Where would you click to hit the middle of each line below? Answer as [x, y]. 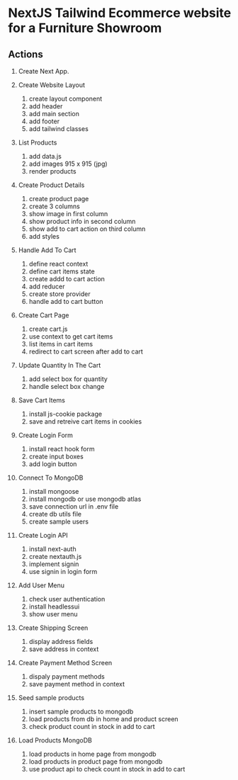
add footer [44, 121]
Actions [25, 54]
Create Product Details [51, 185]
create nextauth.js [55, 556]
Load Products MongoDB [55, 740]
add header [46, 106]
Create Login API [43, 535]
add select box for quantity [68, 379]
